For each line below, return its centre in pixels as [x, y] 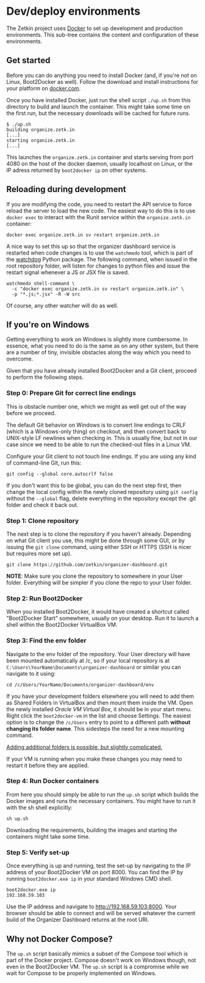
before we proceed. [31, 413]
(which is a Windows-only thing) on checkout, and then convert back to [96, 431]
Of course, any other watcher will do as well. [62, 305]
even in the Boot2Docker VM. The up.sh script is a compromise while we [98, 966]
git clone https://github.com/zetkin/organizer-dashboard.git [87, 564]
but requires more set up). [39, 553]
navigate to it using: [31, 673]
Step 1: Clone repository [43, 520]
